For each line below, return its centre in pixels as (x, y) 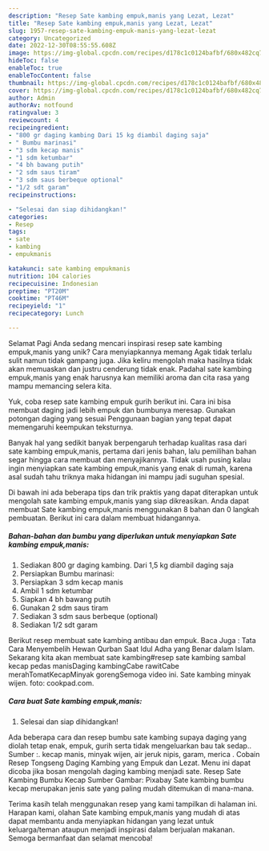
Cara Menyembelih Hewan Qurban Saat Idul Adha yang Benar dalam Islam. (132, 649)
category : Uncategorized (50, 38)
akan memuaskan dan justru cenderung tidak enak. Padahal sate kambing (130, 368)
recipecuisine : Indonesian (53, 283)
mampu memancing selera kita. (60, 385)
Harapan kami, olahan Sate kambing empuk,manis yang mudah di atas (124, 812)
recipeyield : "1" (37, 306)
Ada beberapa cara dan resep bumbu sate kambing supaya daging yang (127, 737)
